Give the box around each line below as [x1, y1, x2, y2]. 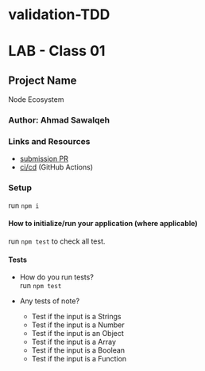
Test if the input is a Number [31, 320, 125, 330]
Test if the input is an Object [31, 329, 125, 338]
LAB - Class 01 [8, 42, 106, 61]
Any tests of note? [19, 296, 80, 306]
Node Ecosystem [8, 95, 64, 104]
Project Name [8, 73, 77, 87]
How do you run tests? [19, 272, 94, 282]
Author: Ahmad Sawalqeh [8, 115, 110, 126]
